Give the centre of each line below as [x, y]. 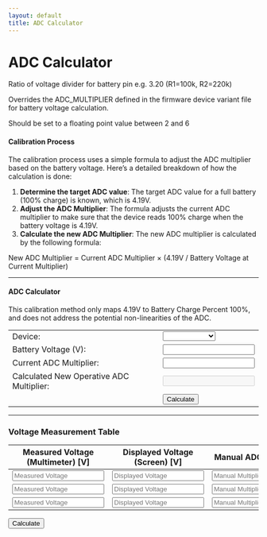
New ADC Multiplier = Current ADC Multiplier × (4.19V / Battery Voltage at [128, 257]
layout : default [35, 15]
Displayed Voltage [158, 452]
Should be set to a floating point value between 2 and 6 [99, 123]
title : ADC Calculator [46, 23]
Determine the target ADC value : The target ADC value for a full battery [138, 191]
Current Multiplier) [39, 266]
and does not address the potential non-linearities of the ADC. [110, 318]
